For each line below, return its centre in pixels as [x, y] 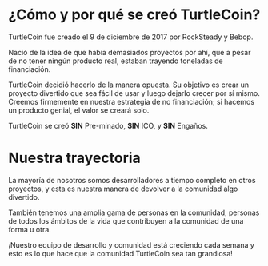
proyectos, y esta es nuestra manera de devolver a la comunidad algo [123, 189]
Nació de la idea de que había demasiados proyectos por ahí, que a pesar [130, 52]
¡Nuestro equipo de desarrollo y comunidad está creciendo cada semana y [131, 244]
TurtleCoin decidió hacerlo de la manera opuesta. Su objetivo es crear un [129, 85]
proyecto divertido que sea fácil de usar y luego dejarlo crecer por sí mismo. [134, 93]
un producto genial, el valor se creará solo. [79, 110]
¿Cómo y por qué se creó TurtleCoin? [134, 15]
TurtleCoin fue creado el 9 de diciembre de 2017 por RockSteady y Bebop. [131, 37]
